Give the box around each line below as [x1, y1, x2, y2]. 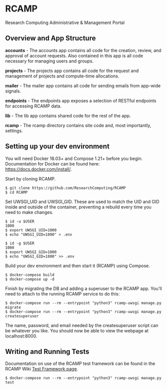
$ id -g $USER [5, 240, 35, 245]
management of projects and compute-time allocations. [5, 73, 120, 79]
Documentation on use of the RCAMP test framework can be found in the [5, 360, 156, 366]
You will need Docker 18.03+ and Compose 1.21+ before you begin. [5, 155, 143, 161]
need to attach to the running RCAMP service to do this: [5, 290, 120, 296]
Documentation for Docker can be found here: [5, 160, 100, 166]
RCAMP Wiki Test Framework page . [5, 366, 78, 372]
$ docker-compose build [5, 272, 55, 277]
